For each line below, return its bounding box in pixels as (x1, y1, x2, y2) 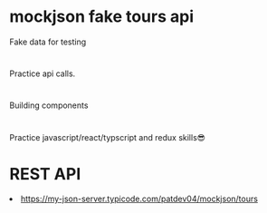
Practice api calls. (9, 68, 76, 79)
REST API (9, 163, 81, 184)
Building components (9, 100, 89, 111)
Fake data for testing (9, 36, 87, 47)
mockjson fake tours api (9, 6, 195, 27)
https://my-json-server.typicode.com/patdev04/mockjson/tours (21, 193, 258, 205)
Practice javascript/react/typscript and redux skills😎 (9, 131, 206, 142)
